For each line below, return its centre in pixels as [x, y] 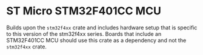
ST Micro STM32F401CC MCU [84, 11]
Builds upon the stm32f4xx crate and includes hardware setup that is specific [102, 27]
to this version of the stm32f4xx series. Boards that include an [84, 33]
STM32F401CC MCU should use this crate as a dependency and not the [96, 40]
